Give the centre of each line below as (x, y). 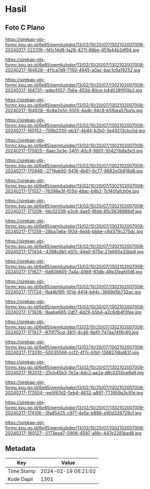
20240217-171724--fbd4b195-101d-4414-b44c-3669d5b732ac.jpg (73, 292)
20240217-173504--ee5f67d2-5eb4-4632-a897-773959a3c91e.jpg (74, 393)
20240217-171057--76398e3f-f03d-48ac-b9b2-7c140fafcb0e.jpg (72, 191)
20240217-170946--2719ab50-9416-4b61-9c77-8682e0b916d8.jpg (74, 171)
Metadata (20, 449)
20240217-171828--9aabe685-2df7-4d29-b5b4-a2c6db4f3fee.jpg (74, 312)
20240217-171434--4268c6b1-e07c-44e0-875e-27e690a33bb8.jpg (75, 251)
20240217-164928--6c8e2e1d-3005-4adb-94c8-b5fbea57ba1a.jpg (74, 110)
